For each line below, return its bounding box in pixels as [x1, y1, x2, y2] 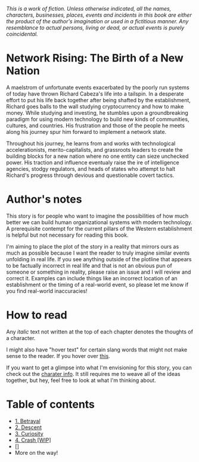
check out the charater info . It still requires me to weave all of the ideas [6, 370, 181, 377]
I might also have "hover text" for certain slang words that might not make [6, 346, 188, 353]
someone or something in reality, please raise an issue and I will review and [6, 268, 191, 276]
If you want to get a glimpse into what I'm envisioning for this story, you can [6, 364, 192, 371]
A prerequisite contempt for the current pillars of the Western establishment [6, 225, 192, 232]
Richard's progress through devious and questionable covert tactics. [6, 172, 175, 179]
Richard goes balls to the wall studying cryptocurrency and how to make [6, 103, 184, 110]
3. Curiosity [14, 430, 43, 437]
